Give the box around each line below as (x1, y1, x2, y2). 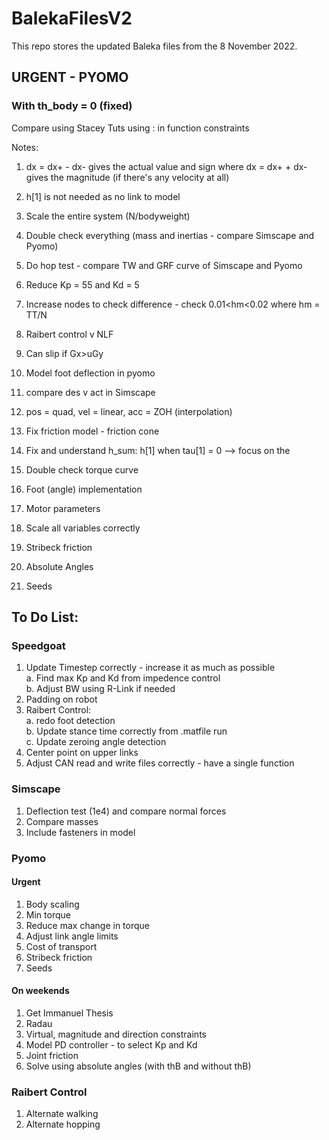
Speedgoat (11, 638, 66, 652)
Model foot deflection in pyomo (25, 367, 156, 379)
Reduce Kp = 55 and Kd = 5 (25, 278, 140, 291)
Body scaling (25, 898, 80, 910)
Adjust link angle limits (25, 930, 119, 942)
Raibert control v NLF (25, 328, 114, 340)
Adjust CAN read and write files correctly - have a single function (25, 757, 295, 769)
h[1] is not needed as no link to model (25, 190, 181, 202)
